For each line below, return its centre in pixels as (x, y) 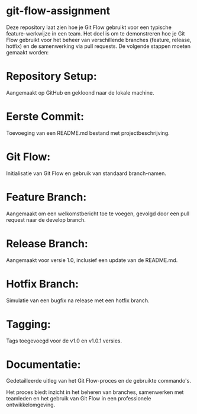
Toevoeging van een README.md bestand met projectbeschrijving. (88, 133)
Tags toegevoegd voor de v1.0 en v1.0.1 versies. (64, 341)
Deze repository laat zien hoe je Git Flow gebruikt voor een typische (89, 27)
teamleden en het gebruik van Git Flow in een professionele (79, 399)
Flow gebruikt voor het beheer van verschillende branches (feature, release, (99, 40)
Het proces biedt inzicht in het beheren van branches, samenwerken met (95, 392)
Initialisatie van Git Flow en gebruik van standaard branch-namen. (86, 173)
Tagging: (29, 324)
